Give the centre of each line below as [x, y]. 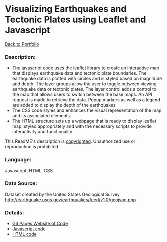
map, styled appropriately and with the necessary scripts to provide [82, 126]
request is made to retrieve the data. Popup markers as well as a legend [86, 100]
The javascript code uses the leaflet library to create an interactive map [86, 68]
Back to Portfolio [22, 44]
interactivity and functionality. [43, 132]
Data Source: [21, 183]
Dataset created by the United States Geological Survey [62, 194]
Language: [18, 160]
